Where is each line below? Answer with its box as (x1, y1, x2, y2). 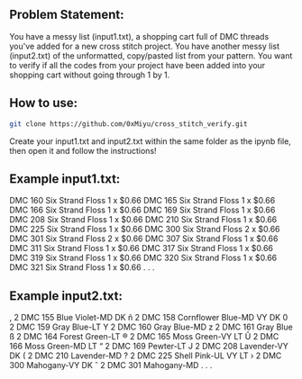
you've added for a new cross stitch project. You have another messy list (9, 41, 280, 51)
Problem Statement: (9, 7, 124, 23)
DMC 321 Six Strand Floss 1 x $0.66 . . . (9, 262, 155, 273)
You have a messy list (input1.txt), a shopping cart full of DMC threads (9, 31, 270, 41)
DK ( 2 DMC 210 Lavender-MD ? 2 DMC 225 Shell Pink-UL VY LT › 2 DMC (9, 350, 282, 361)
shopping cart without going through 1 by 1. (9, 69, 170, 80)
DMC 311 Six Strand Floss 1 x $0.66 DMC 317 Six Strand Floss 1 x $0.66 (9, 243, 273, 254)
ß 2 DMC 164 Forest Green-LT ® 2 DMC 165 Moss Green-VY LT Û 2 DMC (9, 331, 279, 342)
